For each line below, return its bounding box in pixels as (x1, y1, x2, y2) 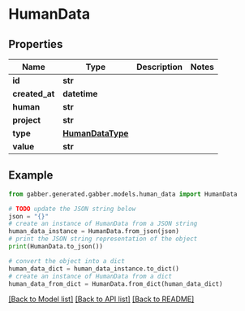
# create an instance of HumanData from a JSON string (8, 220, 198, 228)
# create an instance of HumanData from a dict (8, 272, 173, 280)
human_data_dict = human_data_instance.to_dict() (8, 265, 180, 273)
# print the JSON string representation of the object (8, 235, 198, 244)
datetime (62, 89, 98, 99)
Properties (8, 37, 63, 51)
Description (136, 62, 183, 72)
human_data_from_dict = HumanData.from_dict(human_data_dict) (8, 279, 223, 288)
